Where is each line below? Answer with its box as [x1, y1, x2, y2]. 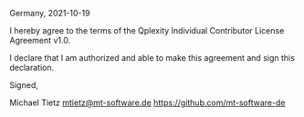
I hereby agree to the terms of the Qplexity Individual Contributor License [9, 25, 285, 35]
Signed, [9, 80, 38, 90]
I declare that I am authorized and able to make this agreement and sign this [9, 53, 295, 63]
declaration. [9, 63, 55, 73]
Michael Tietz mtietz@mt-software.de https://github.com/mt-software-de [9, 97, 286, 108]
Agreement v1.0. [9, 35, 71, 45]
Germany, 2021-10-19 [9, 8, 90, 18]
